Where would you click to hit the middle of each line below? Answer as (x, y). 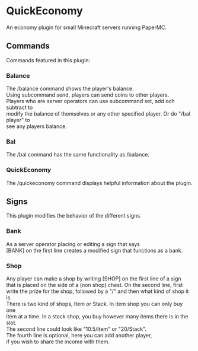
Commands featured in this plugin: (48, 60)
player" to (18, 120)
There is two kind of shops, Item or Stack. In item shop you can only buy (95, 304)
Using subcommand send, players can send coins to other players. (88, 95)
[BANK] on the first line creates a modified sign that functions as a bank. (95, 250)
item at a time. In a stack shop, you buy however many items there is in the (97, 317)
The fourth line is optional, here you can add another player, (79, 336)
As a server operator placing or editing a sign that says (73, 244)
